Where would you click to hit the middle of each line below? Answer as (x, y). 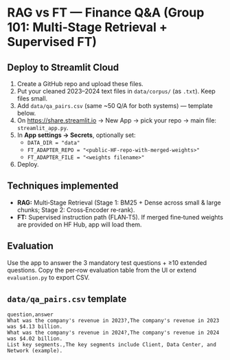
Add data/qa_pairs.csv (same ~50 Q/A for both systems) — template (115, 106)
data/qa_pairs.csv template (67, 299)
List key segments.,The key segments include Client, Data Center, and (112, 345)
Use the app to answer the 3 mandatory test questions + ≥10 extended (107, 262)
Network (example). (35, 351)
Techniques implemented (63, 186)
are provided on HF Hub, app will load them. (79, 224)
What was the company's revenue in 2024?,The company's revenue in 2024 (113, 333)
